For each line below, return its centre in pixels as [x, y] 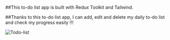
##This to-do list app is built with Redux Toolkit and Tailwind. [69, 7]
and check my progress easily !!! [40, 23]
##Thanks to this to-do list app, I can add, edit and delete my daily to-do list [85, 17]
